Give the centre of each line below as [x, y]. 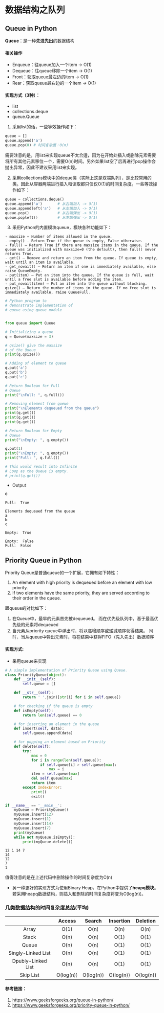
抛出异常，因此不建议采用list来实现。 [42, 167]
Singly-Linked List [30, 953]
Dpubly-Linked [30, 961]
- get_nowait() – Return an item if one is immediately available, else [81, 267]
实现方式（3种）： [23, 95]
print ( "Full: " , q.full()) [32, 458]
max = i [56, 769]
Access [67, 921]
